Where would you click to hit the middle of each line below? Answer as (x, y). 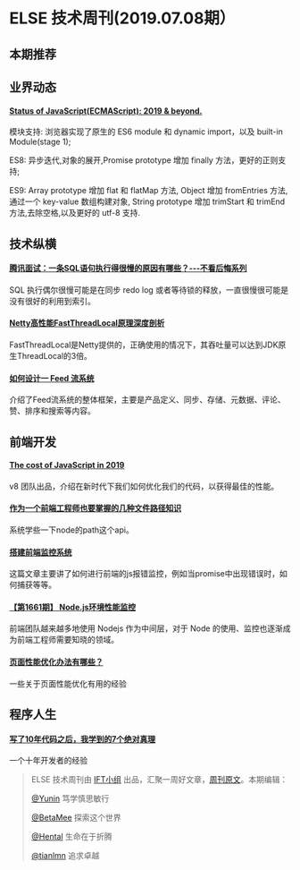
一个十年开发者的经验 (48, 761)
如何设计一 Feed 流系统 (52, 378)
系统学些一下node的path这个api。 (71, 530)
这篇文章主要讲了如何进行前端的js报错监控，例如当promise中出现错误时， (144, 574)
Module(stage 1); (40, 142)
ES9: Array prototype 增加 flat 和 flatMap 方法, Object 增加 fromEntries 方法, (149, 191)
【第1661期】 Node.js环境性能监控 (73, 607)
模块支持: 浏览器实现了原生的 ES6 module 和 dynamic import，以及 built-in (146, 132)
